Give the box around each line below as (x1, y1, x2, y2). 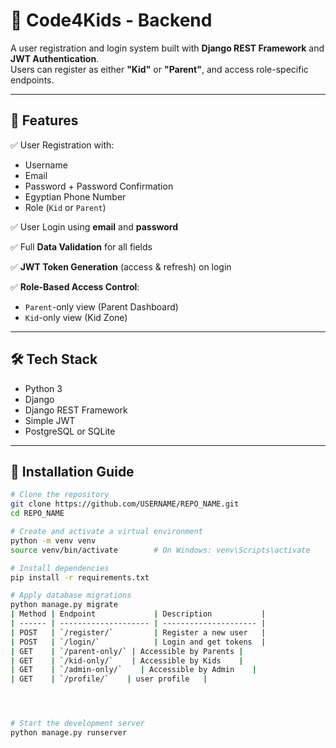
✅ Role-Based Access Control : (10, 280, 140, 293)
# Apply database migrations (10, 590, 132, 601)
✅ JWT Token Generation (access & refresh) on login (10, 260, 232, 273)
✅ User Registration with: (10, 139, 115, 151)
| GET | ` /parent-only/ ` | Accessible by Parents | (10, 646, 244, 656)
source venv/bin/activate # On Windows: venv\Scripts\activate (10, 545, 311, 555)
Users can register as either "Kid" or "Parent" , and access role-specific (10, 63, 309, 75)
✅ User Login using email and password (10, 220, 179, 233)
